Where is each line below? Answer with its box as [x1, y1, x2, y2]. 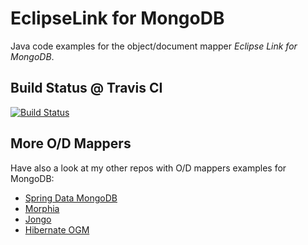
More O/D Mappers [10, 135, 132, 152]
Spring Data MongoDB [24, 192, 118, 204]
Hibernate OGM [24, 223, 90, 236]
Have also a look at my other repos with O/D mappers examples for [10, 162, 287, 174]
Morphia [24, 202, 60, 214]
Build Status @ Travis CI [10, 80, 163, 97]
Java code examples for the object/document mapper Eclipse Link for [10, 40, 298, 52]
